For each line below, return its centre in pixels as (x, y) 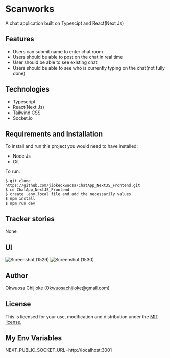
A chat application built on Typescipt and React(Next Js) (65, 23)
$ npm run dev (20, 203)
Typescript (24, 102)
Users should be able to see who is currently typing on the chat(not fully (89, 68)
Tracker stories (30, 219)
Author (17, 276)
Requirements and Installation (54, 134)
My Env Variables (34, 338)
